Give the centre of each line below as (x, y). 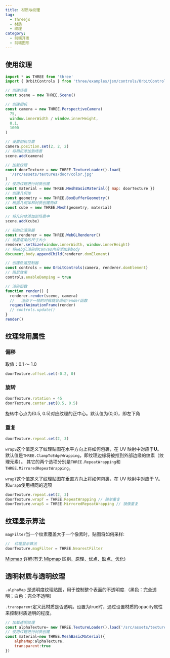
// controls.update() (33, 310)
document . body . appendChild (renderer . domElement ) (57, 254)
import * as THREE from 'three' (39, 76)
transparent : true (33, 646)
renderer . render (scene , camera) (44, 296)
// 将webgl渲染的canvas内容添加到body (42, 249)
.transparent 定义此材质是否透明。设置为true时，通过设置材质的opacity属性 (84, 606)
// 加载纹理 (16, 165)
